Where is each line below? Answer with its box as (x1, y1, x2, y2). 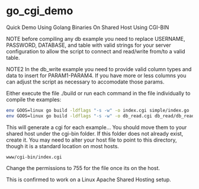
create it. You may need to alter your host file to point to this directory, (6, 136, 177, 143)
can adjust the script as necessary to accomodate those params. (6, 78, 165, 85)
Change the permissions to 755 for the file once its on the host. (6, 164, 160, 171)
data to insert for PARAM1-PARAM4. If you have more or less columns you (6, 72, 187, 79)
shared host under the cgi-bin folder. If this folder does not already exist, (6, 130, 184, 137)
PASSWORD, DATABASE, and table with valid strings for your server (6, 41, 171, 49)
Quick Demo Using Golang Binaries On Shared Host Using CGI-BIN (6, 24, 169, 31)
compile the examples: (6, 96, 62, 103)
